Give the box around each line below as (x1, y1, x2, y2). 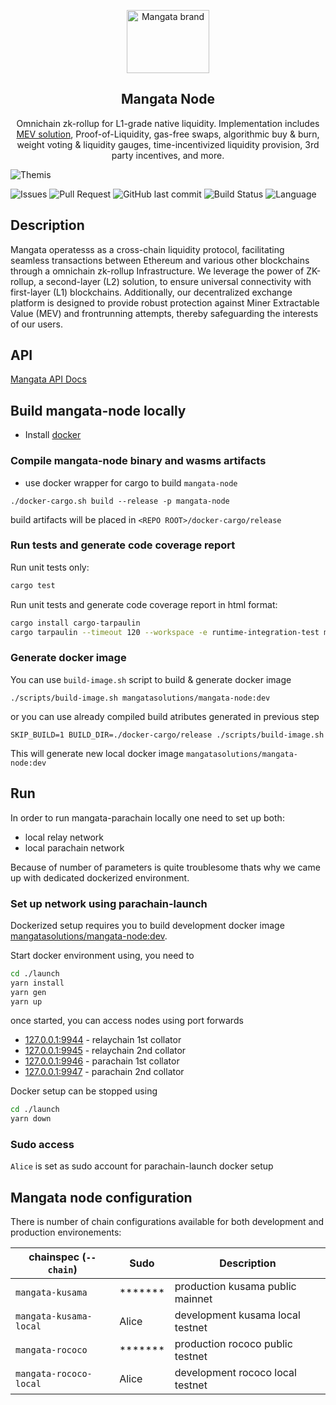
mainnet (174, 1292, 213, 1306)
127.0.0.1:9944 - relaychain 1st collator (24, 1034, 182, 1046)
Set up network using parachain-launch (10, 896, 208, 910)
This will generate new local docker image (10, 747, 185, 759)
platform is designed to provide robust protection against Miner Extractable (10, 296, 320, 309)
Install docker (24, 429, 82, 441)
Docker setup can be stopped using (10, 1085, 158, 1097)
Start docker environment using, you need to (10, 949, 195, 961)
